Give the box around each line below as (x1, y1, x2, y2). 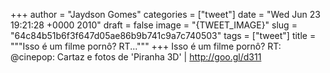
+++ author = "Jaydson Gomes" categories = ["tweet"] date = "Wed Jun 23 (10, 9, 321, 20)
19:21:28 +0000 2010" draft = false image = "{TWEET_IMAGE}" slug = (10, 19, 298, 31)
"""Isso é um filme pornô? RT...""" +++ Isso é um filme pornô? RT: (10, 40, 282, 52)
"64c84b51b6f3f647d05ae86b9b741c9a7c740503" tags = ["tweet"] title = (10, 30, 317, 41)
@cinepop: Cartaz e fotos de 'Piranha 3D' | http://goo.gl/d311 (10, 51, 262, 63)
